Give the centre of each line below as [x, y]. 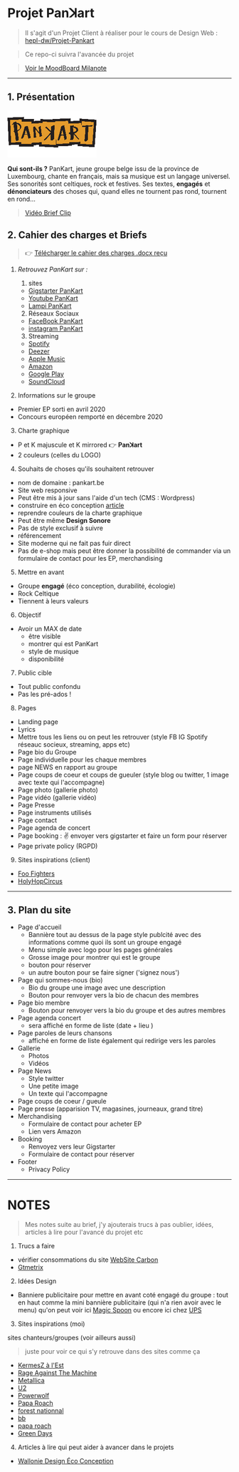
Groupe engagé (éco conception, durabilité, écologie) [96, 586]
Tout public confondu [49, 686]
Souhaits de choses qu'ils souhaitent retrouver [86, 469]
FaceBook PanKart [55, 321]
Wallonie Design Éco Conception [65, 1461]
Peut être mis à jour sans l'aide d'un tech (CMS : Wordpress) [106, 497]
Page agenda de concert [54, 827]
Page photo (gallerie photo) [58, 789]
